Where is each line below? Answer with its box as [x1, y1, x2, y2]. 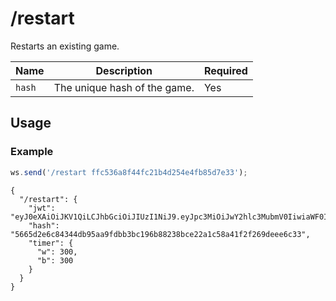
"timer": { [28, 238, 74, 248]
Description [95, 63, 153, 77]
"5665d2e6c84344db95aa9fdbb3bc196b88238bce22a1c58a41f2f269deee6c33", [10, 229, 311, 239]
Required [203, 63, 248, 77]
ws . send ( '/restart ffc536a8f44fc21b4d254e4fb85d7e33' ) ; [10, 167, 248, 177]
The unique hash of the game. [53, 80, 195, 94]
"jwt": [28, 203, 56, 213]
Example [10, 145, 54, 159]
